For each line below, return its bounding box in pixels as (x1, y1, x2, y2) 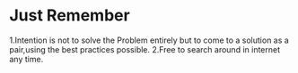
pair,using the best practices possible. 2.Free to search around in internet (9, 44, 281, 54)
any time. (9, 53, 44, 64)
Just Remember (9, 5, 130, 26)
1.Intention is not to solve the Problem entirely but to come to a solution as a (9, 35, 289, 45)
